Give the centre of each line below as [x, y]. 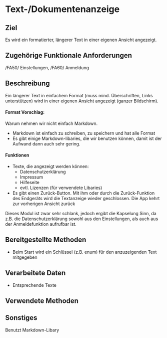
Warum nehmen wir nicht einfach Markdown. [51, 123]
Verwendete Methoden [42, 301]
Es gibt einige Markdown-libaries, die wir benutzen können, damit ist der [87, 138]
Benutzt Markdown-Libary [32, 330]
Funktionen [17, 155]
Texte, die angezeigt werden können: [50, 166]
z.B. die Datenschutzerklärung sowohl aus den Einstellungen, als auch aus [82, 219]
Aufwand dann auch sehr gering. [46, 143]
